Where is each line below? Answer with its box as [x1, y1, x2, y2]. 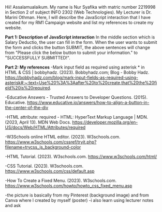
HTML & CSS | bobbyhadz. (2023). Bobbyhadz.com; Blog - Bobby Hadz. [5, 70, 149, 75]
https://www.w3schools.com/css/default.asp [5, 168, 95, 174]
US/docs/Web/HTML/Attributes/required [5, 124, 86, 130]
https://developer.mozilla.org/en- [72, 119, 138, 125]
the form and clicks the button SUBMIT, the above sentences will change [5, 45, 150, 50]
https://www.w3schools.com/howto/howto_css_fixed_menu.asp [5, 183, 133, 189]
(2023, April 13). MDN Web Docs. [5, 119, 72, 125]
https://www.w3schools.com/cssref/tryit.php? [5, 139, 97, 145]
